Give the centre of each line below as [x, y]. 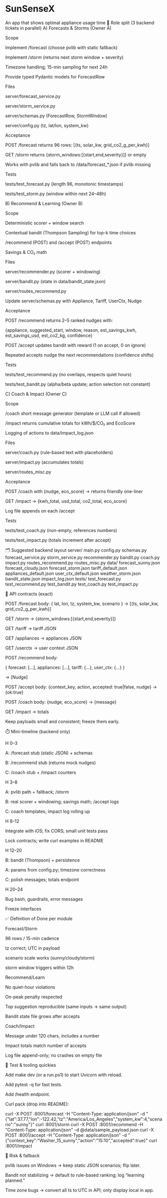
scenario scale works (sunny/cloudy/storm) [50, 958]
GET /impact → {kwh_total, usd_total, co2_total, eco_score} [66, 501]
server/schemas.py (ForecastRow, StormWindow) [56, 116]
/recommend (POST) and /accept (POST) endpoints [58, 242]
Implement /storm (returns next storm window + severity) [64, 57]
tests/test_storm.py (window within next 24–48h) [56, 194]
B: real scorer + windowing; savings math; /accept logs [62, 801]
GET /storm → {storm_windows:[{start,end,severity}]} [61, 619]
